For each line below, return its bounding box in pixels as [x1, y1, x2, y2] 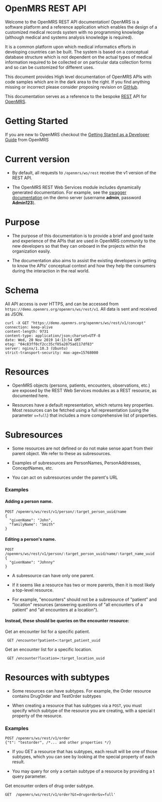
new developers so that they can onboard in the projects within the [12, 243, 146, 249]
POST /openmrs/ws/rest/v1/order [5, 736, 70, 741]
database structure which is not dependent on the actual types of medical [5, 54, 152, 60]
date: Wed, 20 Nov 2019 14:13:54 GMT [5, 337, 81, 342]
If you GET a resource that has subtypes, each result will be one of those [12, 749, 158, 755]
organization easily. [12, 248, 51, 254]
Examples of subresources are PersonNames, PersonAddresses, [12, 460, 141, 466]
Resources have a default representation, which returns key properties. [12, 402, 154, 408]
